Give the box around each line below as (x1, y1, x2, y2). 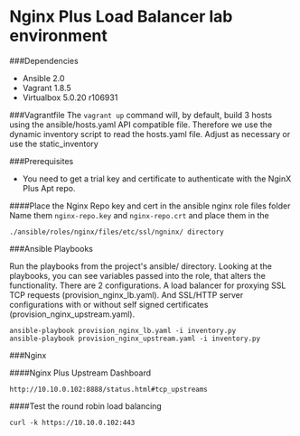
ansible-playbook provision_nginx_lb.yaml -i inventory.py (9, 326, 237, 335)
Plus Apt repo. (22, 182, 76, 193)
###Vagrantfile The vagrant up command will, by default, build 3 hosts (9, 109, 273, 120)
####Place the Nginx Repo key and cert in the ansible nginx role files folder (9, 200, 291, 211)
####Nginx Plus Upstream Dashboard (9, 367, 152, 378)
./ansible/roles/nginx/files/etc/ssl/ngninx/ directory (9, 227, 224, 237)
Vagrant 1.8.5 (22, 82, 72, 93)
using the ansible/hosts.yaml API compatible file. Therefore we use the (9, 119, 273, 130)
